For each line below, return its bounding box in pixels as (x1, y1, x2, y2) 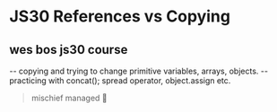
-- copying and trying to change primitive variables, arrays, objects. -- (9, 65, 269, 76)
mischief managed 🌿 (30, 92, 108, 103)
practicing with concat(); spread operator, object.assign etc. (9, 75, 231, 86)
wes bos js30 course (9, 42, 128, 57)
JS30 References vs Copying (9, 6, 231, 27)
